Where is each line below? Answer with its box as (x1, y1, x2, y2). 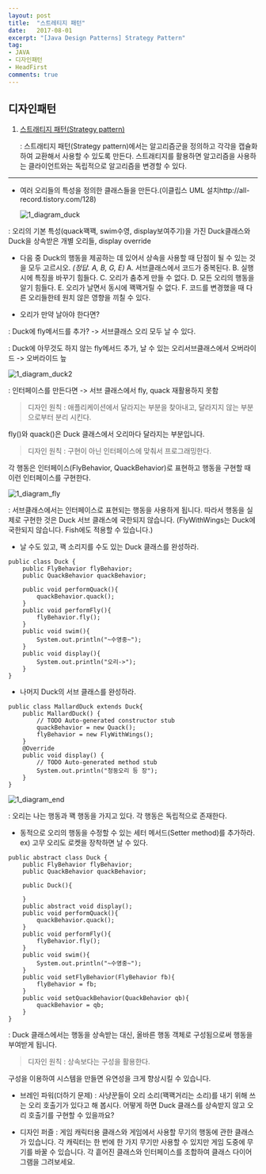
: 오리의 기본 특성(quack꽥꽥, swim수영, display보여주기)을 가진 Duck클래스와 (8, 226, 251, 236)
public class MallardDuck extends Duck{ (8, 703, 144, 711)
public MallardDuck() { (22, 710, 101, 718)
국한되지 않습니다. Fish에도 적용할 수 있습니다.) (8, 525, 154, 535)
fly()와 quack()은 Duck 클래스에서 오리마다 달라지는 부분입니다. (8, 430, 205, 439)
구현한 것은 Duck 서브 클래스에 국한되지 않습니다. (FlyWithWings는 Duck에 (22, 516, 256, 525)
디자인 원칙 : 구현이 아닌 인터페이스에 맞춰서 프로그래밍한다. (27, 446, 212, 456)
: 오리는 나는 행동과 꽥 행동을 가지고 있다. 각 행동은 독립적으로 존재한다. (8, 811, 227, 821)
